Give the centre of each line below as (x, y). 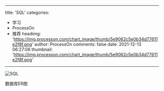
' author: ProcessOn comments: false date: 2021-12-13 (87, 44)
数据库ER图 (16, 83)
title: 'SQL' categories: (27, 12)
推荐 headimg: (27, 34)
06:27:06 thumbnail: (32, 49)
